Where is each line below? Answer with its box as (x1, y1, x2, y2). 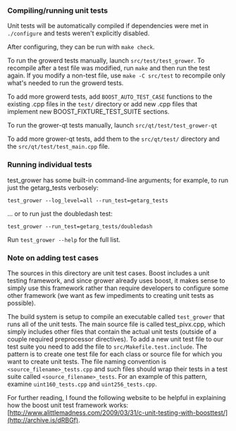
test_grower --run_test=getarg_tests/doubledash (7, 223, 153, 230)
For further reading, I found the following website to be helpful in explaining (7, 393, 226, 401)
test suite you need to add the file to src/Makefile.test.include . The (7, 342, 208, 351)
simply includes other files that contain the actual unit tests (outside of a (7, 327, 217, 336)
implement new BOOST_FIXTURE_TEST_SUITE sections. (7, 108, 170, 116)
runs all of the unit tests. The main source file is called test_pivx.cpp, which (7, 320, 225, 328)
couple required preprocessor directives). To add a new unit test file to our (7, 335, 223, 343)
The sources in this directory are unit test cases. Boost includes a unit (7, 268, 210, 277)
